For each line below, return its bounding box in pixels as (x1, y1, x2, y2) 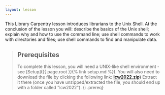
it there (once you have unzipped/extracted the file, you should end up (17, 79, 161, 85)
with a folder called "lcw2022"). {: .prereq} (17, 85, 104, 91)
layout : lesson (5, 7, 36, 12)
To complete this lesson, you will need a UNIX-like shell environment (17, 63, 157, 69)
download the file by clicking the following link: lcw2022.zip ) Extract (17, 74, 157, 80)
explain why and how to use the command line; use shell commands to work (5, 31, 160, 37)
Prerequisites (17, 51, 60, 59)
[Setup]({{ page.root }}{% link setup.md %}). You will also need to (26, 69, 160, 75)
